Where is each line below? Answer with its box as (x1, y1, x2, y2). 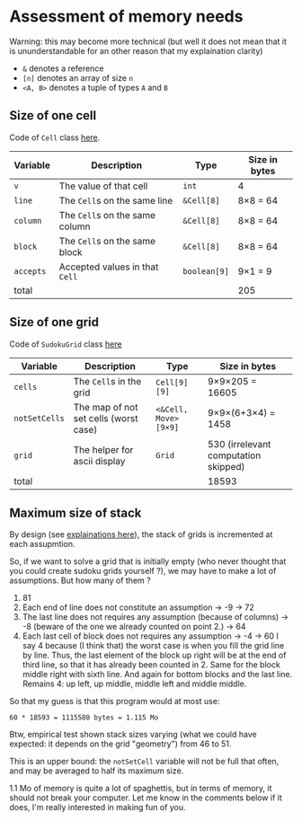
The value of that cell (58, 180, 148, 192)
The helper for (73, 443, 134, 455)
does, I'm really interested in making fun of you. (9, 802, 186, 813)
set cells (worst (73, 411, 138, 424)
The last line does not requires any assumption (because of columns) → (22, 612, 289, 622)
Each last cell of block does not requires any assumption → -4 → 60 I (22, 631, 279, 641)
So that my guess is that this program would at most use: (9, 696, 220, 707)
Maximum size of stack (9, 505, 142, 520)
